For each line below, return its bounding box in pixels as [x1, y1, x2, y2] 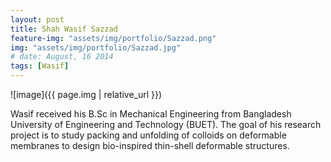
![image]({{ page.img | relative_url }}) [10, 89, 163, 100]
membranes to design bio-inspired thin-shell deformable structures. [10, 140, 290, 151]
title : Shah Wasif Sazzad [10, 24, 118, 34]
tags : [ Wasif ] [10, 61, 70, 71]
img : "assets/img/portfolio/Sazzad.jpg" [10, 42, 182, 53]
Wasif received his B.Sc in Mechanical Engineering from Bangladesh [10, 108, 292, 120]
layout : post [10, 14, 65, 25]
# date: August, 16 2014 [10, 52, 114, 62]
